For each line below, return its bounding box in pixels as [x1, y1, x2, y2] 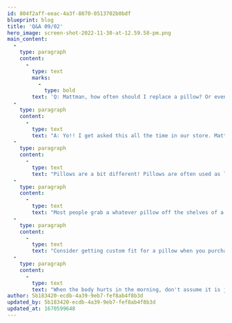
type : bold [43, 87, 76, 94]
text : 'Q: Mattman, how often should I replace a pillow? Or [32, 94, 212, 101]
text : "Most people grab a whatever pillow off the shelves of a [32, 209, 224, 216]
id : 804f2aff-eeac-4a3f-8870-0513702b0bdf [7, 10, 131, 17]
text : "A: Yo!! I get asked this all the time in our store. [32, 132, 212, 139]
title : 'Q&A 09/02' [7, 23, 64, 30]
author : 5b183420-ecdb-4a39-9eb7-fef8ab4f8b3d [7, 293, 144, 300]
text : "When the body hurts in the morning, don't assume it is [32, 286, 221, 293]
